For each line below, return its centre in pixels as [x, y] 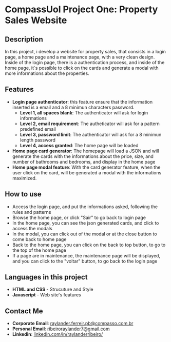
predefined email [38, 129]
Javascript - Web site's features [46, 295]
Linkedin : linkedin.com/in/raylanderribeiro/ [58, 334]
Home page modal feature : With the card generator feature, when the [86, 167]
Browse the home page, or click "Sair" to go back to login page [79, 217]
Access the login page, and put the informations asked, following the [85, 207]
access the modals [32, 228]
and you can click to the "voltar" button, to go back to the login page [85, 261]
